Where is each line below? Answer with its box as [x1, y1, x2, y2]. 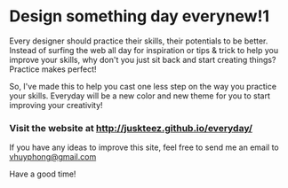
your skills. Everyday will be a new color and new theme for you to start [9, 90, 271, 101]
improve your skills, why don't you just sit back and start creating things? [9, 54, 276, 65]
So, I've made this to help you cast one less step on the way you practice [9, 81, 277, 91]
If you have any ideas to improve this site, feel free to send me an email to [9, 142, 279, 153]
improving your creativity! [9, 99, 104, 110]
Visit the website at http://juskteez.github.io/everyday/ [9, 121, 253, 134]
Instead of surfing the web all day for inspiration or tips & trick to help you [9, 44, 278, 55]
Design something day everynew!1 [9, 6, 269, 27]
